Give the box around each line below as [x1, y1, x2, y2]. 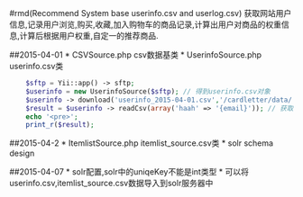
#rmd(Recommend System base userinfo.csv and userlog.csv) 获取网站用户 [9, 8, 292, 18]
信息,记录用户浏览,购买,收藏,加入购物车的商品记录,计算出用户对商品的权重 [9, 19, 282, 30]
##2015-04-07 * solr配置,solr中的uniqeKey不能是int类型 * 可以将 [9, 166, 250, 177]
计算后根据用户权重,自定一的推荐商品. [19, 31, 160, 40]
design [9, 148, 35, 159]
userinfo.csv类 [9, 61, 64, 71]
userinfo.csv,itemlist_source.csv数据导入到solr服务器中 [9, 178, 214, 189]
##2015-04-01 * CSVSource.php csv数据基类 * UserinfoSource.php [9, 49, 262, 60]
